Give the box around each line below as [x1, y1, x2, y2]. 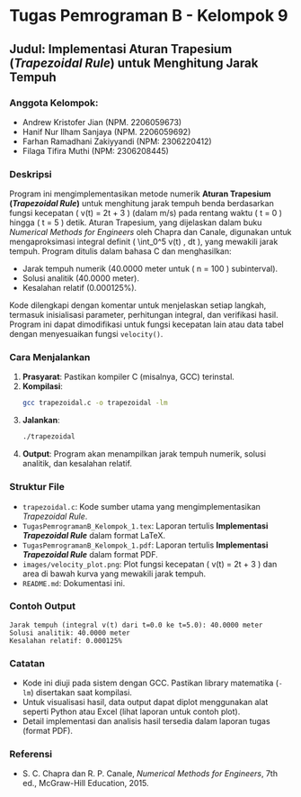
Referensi [9, 748, 52, 761]
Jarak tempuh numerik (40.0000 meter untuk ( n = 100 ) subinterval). [22, 263, 279, 275]
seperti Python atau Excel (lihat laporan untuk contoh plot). [22, 706, 241, 717]
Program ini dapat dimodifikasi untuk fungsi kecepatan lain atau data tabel [9, 319, 285, 330]
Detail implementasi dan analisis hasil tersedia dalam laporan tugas [22, 716, 271, 727]
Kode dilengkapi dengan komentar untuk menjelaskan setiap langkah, [9, 300, 267, 311]
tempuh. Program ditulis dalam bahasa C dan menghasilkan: [9, 246, 232, 257]
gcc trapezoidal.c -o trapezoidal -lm [22, 398, 168, 408]
